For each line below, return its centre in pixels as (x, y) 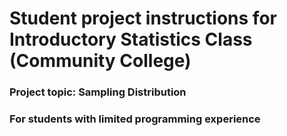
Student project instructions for (143, 18)
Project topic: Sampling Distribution (98, 92)
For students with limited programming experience (135, 119)
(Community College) (100, 61)
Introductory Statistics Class (131, 39)
